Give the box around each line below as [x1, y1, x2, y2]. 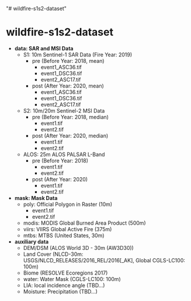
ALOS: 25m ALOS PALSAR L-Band [23, 151, 105, 158]
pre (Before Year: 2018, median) [32, 113, 109, 120]
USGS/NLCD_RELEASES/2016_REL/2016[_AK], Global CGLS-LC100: [23, 256, 186, 263]
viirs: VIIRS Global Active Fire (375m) [23, 225, 112, 232]
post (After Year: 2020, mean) [32, 82, 104, 89]
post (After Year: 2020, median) [32, 132, 109, 139]
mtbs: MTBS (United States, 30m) [23, 232, 105, 239]
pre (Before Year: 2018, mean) [32, 57, 105, 64]
